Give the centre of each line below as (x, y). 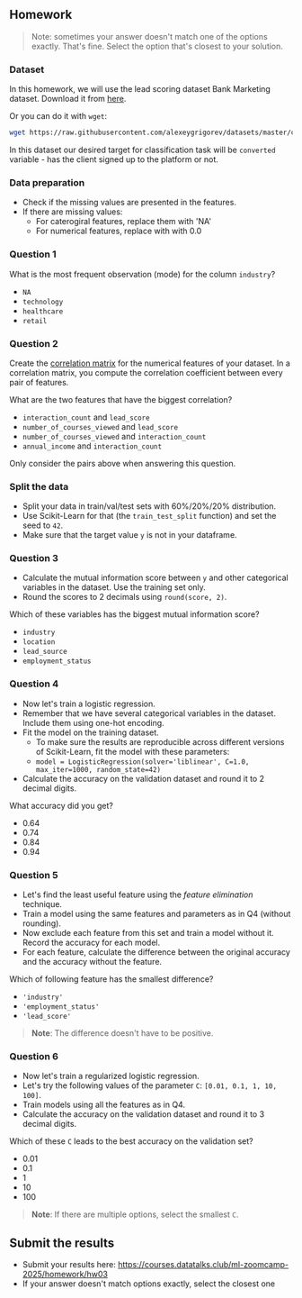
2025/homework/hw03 (65, 1275)
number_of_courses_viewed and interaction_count (114, 436)
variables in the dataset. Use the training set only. (114, 587)
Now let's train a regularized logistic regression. (111, 1076)
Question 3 (34, 558)
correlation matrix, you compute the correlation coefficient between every (146, 372)
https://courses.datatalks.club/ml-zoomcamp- (204, 1265)
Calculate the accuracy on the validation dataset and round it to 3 (143, 1114)
